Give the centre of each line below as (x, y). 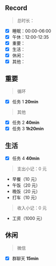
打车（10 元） (26, 197)
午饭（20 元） (26, 185)
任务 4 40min (26, 158)
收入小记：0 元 (32, 208)
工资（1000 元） (28, 218)
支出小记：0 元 (32, 169)
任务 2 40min (26, 122)
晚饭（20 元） (26, 192)
